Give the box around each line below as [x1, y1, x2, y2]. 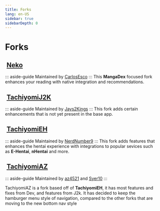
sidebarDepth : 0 [5, 20, 38, 26]
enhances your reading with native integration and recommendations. [5, 79, 144, 85]
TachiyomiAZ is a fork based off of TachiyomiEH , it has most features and [5, 185, 154, 191]
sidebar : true [5, 16, 34, 21]
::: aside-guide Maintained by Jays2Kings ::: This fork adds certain [5, 106, 139, 112]
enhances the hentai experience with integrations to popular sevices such [5, 143, 153, 149]
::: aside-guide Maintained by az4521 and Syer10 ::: [5, 176, 108, 181]
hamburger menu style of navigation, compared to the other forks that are [5, 195, 153, 201]
